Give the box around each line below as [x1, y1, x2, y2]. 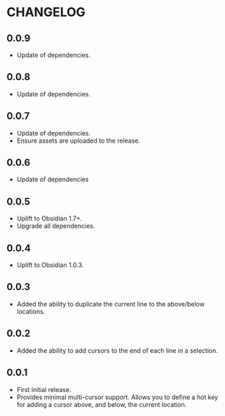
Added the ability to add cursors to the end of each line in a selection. [16, 346, 219, 355]
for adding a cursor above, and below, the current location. [16, 400, 187, 408]
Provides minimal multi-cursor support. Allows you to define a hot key [16, 393, 219, 401]
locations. [16, 307, 46, 316]
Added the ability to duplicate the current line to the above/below [16, 299, 205, 308]
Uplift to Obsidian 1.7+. [16, 214, 83, 223]
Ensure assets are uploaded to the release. [16, 136, 141, 145]
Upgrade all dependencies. [16, 222, 95, 230]
